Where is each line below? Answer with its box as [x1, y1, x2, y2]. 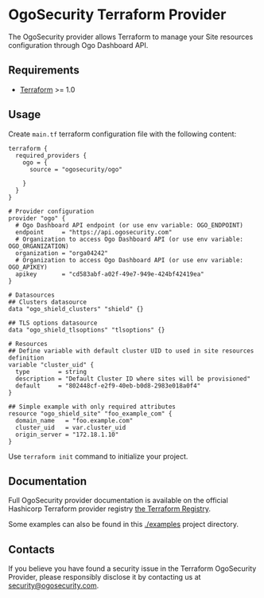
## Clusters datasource [8, 297, 87, 306]
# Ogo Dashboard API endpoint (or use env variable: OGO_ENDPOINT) [15, 221, 244, 229]
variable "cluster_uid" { [8, 360, 94, 368]
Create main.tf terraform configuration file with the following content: [8, 129, 237, 139]
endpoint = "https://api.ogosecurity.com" [15, 228, 173, 236]
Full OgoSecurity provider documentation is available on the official [8, 496, 228, 506]
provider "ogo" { [8, 214, 66, 222]
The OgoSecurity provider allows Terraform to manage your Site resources [8, 32, 254, 41]
